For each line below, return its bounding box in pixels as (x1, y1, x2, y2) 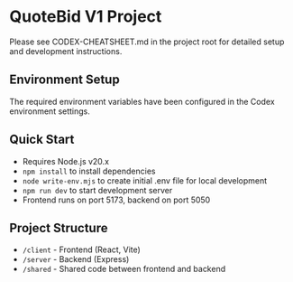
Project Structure (9, 220, 108, 236)
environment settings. (9, 106, 90, 117)
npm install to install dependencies (22, 165, 156, 176)
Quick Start (9, 132, 75, 147)
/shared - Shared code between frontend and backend (22, 264, 226, 275)
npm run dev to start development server (22, 184, 173, 195)
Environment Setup (9, 72, 120, 88)
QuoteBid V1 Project (9, 6, 162, 27)
